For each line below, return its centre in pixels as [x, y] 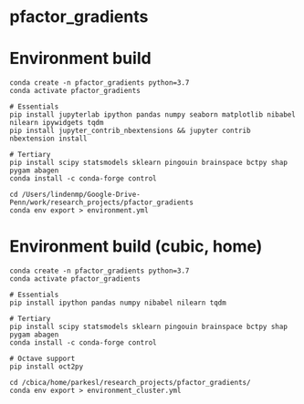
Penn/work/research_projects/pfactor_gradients [102, 202]
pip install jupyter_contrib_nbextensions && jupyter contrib [130, 131]
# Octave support [42, 359]
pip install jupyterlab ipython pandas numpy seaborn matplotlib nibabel [153, 115]
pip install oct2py [47, 367]
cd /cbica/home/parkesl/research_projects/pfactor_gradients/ [130, 383]
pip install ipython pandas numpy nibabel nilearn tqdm [118, 303]
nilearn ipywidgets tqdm [57, 123]
